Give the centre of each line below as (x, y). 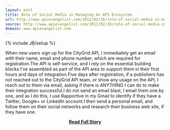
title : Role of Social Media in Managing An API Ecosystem (69, 15)
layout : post (19, 10)
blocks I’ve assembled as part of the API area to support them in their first (82, 69)
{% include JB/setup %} (30, 43)
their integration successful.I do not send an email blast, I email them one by (85, 91)
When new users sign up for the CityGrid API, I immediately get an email (80, 53)
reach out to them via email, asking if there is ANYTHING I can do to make (82, 85)
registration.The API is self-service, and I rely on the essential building (78, 64)
